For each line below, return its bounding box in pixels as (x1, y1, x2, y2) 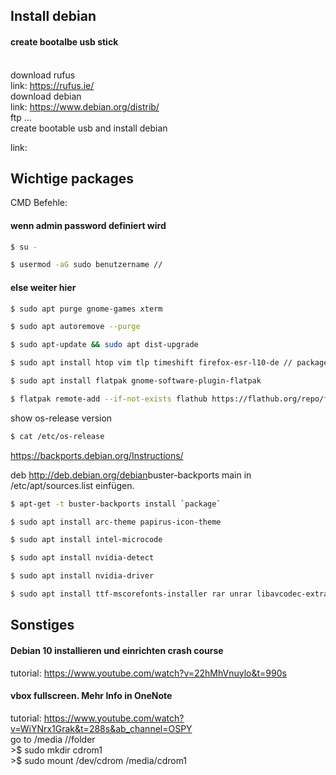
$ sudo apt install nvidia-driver (10, 571, 155, 581)
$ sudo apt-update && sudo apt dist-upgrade (10, 340, 199, 350)
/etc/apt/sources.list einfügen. (10, 479, 135, 491)
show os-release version (10, 412, 113, 424)
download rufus (10, 69, 76, 81)
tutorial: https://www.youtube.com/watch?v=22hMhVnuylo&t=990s (10, 667, 287, 679)
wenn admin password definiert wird (10, 220, 167, 231)
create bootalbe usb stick (10, 35, 119, 48)
